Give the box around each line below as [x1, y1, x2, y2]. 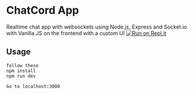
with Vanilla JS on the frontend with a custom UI [6, 29, 125, 36]
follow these [6, 62, 39, 68]
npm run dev [6, 73, 36, 79]
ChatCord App [6, 4, 79, 17]
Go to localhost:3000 [6, 83, 61, 89]
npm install [6, 68, 36, 74]
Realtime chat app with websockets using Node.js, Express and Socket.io [6, 23, 187, 30]
